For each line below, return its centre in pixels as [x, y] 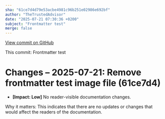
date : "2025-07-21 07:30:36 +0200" [42, 19]
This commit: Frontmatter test [36, 52]
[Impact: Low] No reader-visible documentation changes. [72, 97]
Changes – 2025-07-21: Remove [73, 72]
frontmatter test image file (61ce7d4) [83, 83]
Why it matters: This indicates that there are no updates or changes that [79, 107]
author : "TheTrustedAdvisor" [35, 14]
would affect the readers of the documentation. [54, 112]
